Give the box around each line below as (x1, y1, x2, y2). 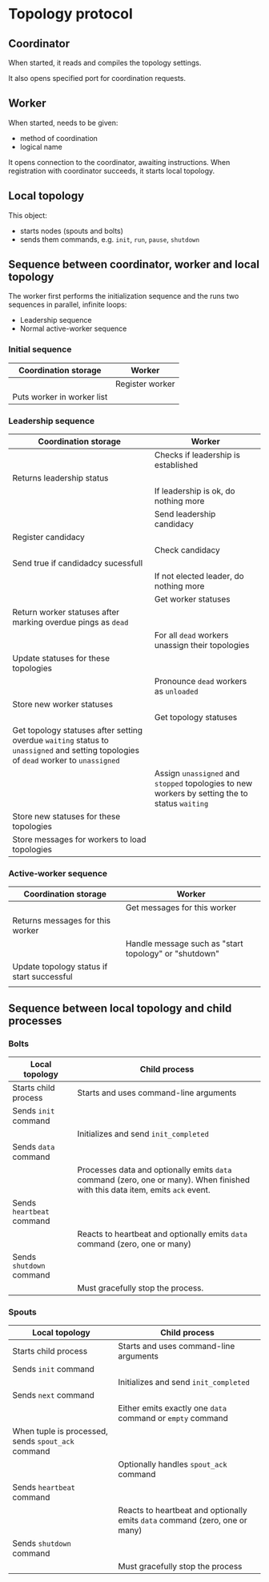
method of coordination (19, 133, 98, 143)
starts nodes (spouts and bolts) (19, 226, 124, 235)
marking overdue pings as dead (12, 617, 129, 628)
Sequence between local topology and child (8, 1001, 232, 1015)
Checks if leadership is (154, 449, 240, 461)
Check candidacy (154, 545, 220, 556)
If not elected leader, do (154, 570, 244, 582)
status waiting (154, 798, 209, 809)
